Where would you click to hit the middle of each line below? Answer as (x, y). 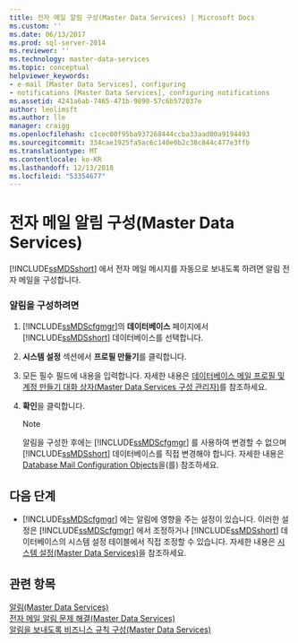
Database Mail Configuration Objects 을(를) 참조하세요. (120, 465)
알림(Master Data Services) (59, 607)
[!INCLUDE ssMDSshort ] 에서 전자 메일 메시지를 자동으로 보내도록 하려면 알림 (145, 269)
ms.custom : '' (36, 26)
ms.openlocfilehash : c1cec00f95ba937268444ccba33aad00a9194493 (130, 135)
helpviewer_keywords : (50, 76)
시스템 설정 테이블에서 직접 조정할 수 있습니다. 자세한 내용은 (172, 542)
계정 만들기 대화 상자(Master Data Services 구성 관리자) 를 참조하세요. (145, 387)
